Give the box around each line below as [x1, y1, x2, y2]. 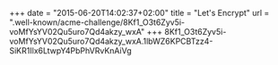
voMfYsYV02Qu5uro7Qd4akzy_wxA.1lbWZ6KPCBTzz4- [9, 36, 213, 46]
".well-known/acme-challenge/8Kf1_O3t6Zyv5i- [9, 17, 186, 28]
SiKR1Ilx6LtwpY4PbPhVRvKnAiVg [9, 45, 132, 56]
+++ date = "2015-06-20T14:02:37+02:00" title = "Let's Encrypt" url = [9, 8, 270, 18]
